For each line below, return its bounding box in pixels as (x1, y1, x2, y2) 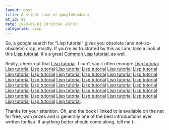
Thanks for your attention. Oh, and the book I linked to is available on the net (5, 108, 164, 114)
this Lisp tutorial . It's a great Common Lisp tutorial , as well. (5, 51, 127, 57)
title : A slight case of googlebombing (5, 12, 89, 17)
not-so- (135, 40, 152, 46)
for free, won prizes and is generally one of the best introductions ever (5, 113, 152, 119)
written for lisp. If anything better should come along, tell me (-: (5, 119, 137, 125)
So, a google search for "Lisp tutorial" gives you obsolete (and (5, 40, 135, 46)
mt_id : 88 (5, 17, 26, 22)
